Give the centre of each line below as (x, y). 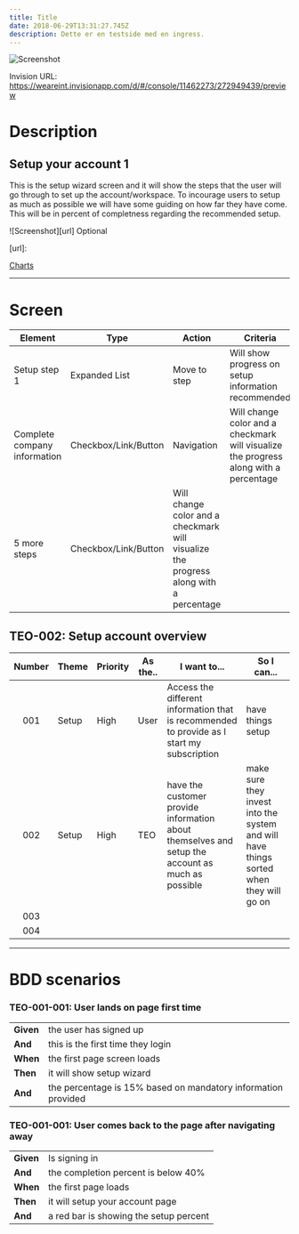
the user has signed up (96, 1029)
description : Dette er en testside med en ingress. (107, 34)
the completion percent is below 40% (127, 1173)
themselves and (200, 841)
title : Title (33, 17)
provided (67, 1098)
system (262, 824)
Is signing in (73, 1157)
